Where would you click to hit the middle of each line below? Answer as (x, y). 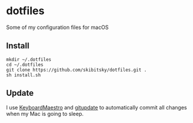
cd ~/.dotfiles (25, 64)
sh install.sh (24, 75)
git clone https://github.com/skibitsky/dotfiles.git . (76, 70)
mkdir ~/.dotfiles (29, 59)
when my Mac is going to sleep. (45, 114)
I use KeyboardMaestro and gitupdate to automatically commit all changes (97, 107)
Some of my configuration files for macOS (57, 27)
